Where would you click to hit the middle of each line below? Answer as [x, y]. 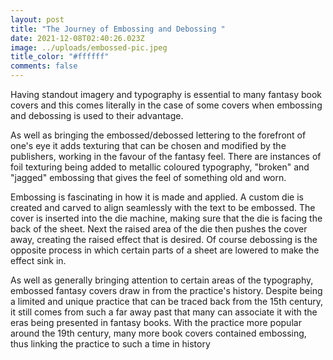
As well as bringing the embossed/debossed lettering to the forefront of [158, 135]
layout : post [37, 19]
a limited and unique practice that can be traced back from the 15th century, [166, 301]
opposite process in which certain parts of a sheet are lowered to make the [165, 250]
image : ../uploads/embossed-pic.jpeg [89, 47]
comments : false [44, 66]
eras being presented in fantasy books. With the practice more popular [156, 322]
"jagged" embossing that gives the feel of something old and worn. [148, 177]
